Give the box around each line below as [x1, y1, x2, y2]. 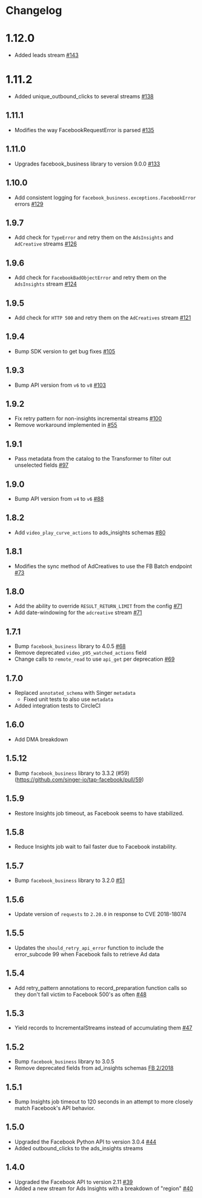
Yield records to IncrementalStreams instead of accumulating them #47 [14, 1024, 193, 1031]
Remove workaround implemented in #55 [14, 421, 117, 429]
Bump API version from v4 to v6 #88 [14, 495, 104, 502]
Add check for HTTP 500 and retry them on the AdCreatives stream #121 [14, 313, 191, 321]
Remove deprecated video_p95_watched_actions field [14, 649, 147, 657]
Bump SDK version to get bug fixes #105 [14, 347, 116, 355]
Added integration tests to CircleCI [14, 702, 101, 709]
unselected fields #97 [14, 461, 69, 469]
